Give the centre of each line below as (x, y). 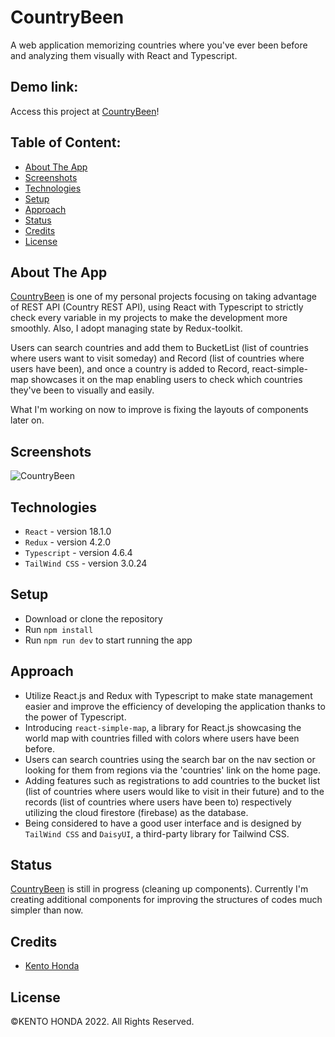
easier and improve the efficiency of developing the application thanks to (175, 706)
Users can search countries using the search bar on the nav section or (170, 759)
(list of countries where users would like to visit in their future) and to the (174, 791)
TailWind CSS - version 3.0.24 (86, 563)
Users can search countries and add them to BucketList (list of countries (159, 348)
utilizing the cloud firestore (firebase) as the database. (136, 812)
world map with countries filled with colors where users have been (162, 738)
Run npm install (59, 629)
